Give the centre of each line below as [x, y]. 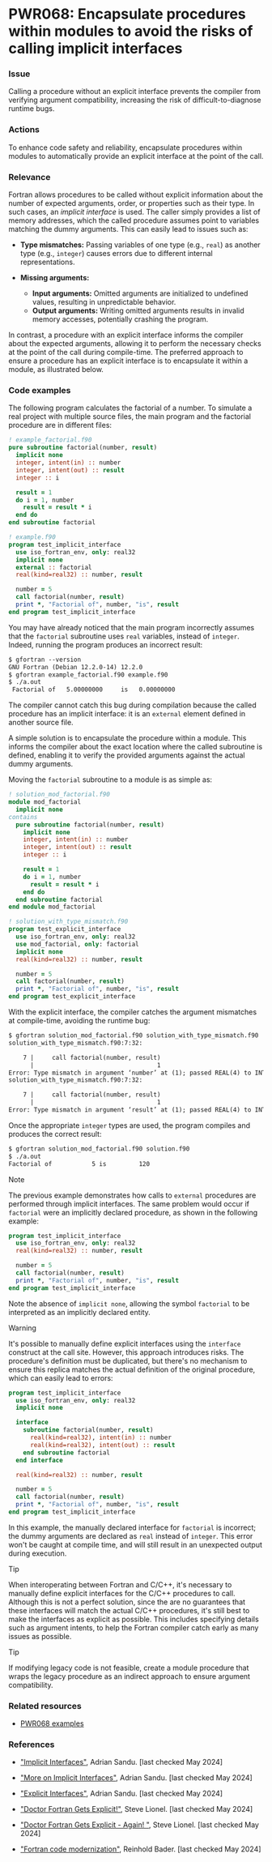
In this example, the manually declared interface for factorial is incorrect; [132, 1527]
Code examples [40, 390]
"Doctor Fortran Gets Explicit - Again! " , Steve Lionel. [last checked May [139, 1825]
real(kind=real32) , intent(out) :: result [102, 1445]
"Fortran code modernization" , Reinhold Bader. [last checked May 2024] [140, 1849]
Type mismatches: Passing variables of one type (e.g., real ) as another [140, 245]
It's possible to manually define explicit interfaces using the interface [125, 1343]
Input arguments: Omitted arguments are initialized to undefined [140, 293]
